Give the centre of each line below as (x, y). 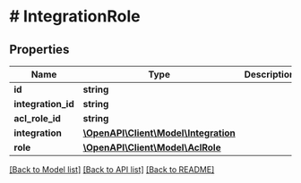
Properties (39, 50)
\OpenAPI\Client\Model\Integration (159, 133)
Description (270, 75)
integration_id (44, 104)
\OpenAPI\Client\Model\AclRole (152, 147)
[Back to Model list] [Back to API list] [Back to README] (112, 170)
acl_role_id (37, 118)
